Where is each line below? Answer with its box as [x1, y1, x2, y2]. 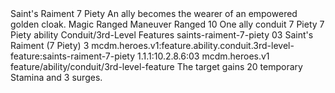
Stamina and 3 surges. [10, 72, 103, 83]
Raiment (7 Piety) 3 [10, 40, 90, 51]
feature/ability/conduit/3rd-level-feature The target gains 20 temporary [10, 61, 303, 72]
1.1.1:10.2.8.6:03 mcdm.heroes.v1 [137, 50, 270, 62]
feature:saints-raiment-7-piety [10, 50, 136, 62]
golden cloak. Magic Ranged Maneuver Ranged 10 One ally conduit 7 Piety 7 [10, 18, 325, 30]
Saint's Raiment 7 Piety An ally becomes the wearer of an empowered [10, 8, 298, 19]
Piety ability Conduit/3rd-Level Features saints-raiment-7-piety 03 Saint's [10, 29, 314, 41]
